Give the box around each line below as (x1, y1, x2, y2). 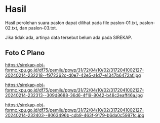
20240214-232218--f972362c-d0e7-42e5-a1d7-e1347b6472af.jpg (5, 72, 141, 78)
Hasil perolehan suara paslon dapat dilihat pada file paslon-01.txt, (5, 20, 139, 26)
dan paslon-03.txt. (19, 25, 57, 31)
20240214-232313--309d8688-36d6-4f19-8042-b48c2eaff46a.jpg (5, 92, 143, 98)
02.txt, (5, 25, 19, 31)
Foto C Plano (5, 49, 45, 57)
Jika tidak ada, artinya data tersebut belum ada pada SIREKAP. (5, 34, 132, 40)
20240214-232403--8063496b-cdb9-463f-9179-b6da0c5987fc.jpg (5, 112, 145, 118)
